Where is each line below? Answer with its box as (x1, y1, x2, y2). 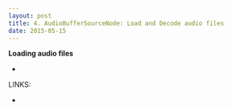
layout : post (8, 11, 52, 20)
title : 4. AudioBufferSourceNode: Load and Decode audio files (8, 19, 225, 27)
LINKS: (8, 79, 31, 89)
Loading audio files (8, 49, 74, 59)
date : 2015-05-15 (8, 26, 67, 35)
